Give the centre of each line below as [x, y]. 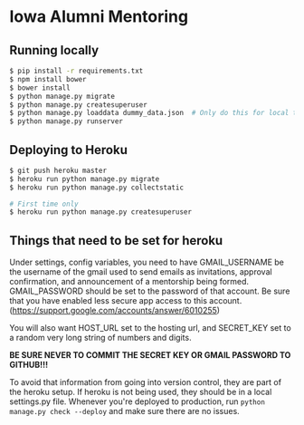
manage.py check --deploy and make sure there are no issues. [124, 411]
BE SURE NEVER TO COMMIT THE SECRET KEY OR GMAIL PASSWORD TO [150, 355]
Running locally [54, 50]
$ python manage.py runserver [66, 121]
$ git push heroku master [58, 170]
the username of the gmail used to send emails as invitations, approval [141, 272]
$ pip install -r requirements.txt [76, 71]
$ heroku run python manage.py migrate [85, 179]
